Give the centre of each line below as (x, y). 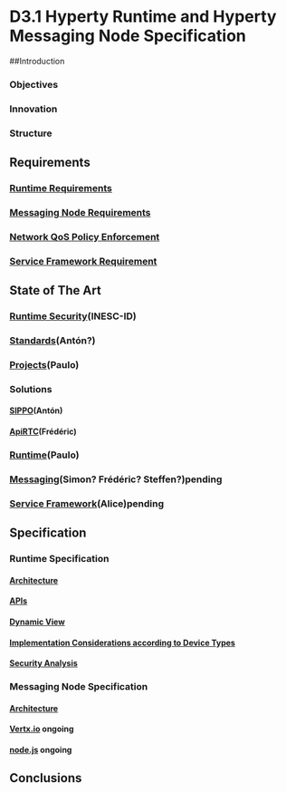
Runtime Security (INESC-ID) (73, 316)
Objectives (34, 84)
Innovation (33, 109)
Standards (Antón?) (52, 341)
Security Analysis (44, 663)
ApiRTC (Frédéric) (43, 431)
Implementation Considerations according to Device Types (122, 642)
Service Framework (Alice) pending (87, 503)
